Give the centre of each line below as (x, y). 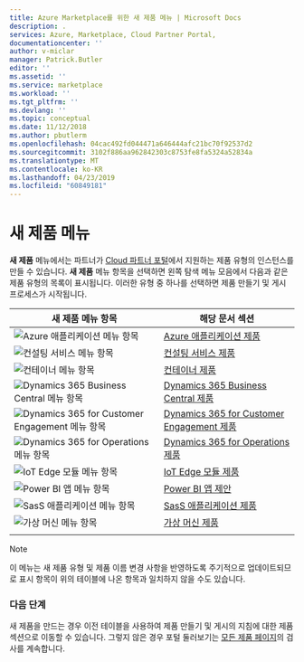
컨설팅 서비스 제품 (199, 354)
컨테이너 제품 (190, 370)
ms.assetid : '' (38, 77)
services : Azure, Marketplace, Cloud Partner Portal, (113, 34)
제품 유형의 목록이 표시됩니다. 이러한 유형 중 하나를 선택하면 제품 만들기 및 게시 (148, 283)
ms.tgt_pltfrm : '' (44, 102)
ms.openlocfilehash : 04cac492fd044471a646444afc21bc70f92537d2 (131, 144)
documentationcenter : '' (56, 43)
